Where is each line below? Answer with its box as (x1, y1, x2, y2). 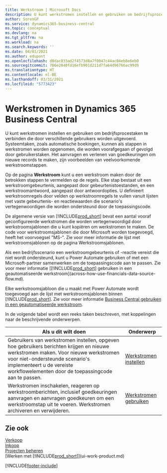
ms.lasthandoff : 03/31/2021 (5, 77, 64, 82)
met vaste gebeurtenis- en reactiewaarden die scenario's (5, 198, 123, 204)
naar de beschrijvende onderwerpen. (5, 316, 81, 322)
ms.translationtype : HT (5, 68, 55, 73)
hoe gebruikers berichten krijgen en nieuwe (7, 343, 109, 350)
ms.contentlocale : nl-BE (5, 72, 57, 77)
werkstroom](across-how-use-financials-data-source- (43, 270, 156, 276)
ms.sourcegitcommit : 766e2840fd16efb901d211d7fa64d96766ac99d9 (5, 63, 139, 68)
